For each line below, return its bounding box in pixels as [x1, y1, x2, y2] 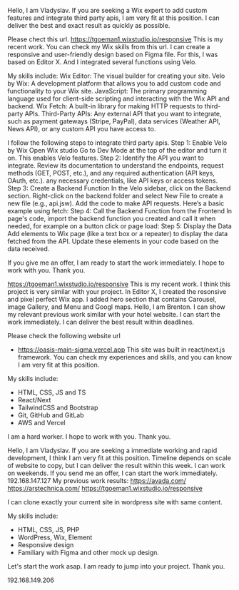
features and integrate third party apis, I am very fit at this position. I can [7, 14, 220, 22]
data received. [7, 245, 50, 253]
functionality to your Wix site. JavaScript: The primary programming [7, 87, 207, 95]
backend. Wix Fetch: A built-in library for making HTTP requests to [7, 102, 203, 110]
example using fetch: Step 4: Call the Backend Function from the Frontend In [7, 207, 233, 215]
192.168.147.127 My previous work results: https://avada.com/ [7, 477, 187, 484]
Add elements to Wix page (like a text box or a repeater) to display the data [7, 230, 228, 238]
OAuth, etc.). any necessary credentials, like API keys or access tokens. [7, 176, 218, 185]
